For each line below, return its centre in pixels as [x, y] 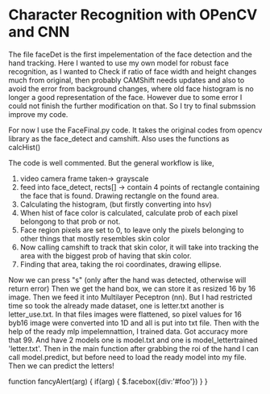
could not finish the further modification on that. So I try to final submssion [132, 106]
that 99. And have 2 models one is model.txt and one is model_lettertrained [133, 340]
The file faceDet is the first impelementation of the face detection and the [130, 54]
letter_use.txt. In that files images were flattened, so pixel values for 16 [125, 314]
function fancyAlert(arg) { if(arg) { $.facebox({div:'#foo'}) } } [108, 381]
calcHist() [25, 147]
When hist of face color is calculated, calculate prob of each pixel [129, 212]
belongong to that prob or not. [70, 221]
